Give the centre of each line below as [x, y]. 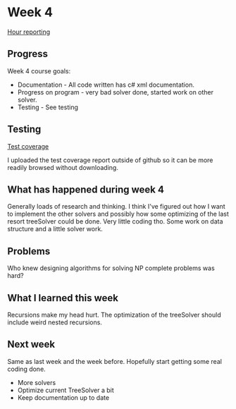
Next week [31, 344]
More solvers [37, 382]
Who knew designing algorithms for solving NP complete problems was [111, 268]
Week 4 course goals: [39, 71]
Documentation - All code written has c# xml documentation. [106, 85]
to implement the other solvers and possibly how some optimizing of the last [118, 214]
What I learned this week [63, 298]
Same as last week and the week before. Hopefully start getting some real [114, 361]
